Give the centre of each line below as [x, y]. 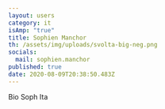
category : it [30, 23]
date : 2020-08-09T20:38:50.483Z [61, 74]
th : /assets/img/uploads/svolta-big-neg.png [83, 45]
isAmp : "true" [32, 30]
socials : [23, 52]
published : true [35, 67]
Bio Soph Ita [28, 96]
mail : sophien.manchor [53, 60]
